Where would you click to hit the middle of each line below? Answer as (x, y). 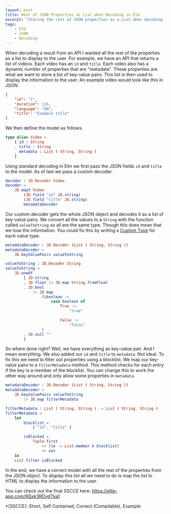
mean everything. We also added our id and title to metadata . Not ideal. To (85, 354)
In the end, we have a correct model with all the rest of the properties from (83, 470)
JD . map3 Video (29, 190)
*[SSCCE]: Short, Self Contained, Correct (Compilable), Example (73, 506)
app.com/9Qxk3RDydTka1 (33, 496)
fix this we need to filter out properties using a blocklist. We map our (77, 360)
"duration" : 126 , (33, 104)
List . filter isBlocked (38, 460)
